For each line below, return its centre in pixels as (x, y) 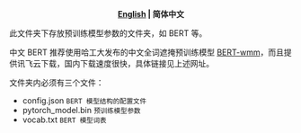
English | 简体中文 (151, 14)
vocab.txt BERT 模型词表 (64, 120)
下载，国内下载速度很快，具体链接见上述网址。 (127, 63)
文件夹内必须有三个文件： (57, 83)
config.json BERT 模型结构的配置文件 (84, 101)
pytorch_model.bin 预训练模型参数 (81, 110)
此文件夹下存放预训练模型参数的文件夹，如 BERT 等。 (108, 33)
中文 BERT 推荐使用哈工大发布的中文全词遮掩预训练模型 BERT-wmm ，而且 (147, 52)
